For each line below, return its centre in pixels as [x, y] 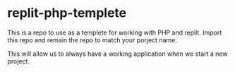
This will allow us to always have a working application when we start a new [117, 54]
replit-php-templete [67, 13]
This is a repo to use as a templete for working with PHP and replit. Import [115, 32]
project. [19, 61]
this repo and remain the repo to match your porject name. [92, 40]
